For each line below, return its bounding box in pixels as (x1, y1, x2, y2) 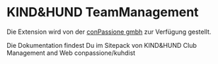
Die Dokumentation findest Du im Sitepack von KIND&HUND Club (6, 41, 197, 49)
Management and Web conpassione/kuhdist (6, 49, 136, 57)
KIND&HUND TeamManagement (6, 4, 199, 20)
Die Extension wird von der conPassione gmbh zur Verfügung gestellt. (6, 27, 212, 36)
